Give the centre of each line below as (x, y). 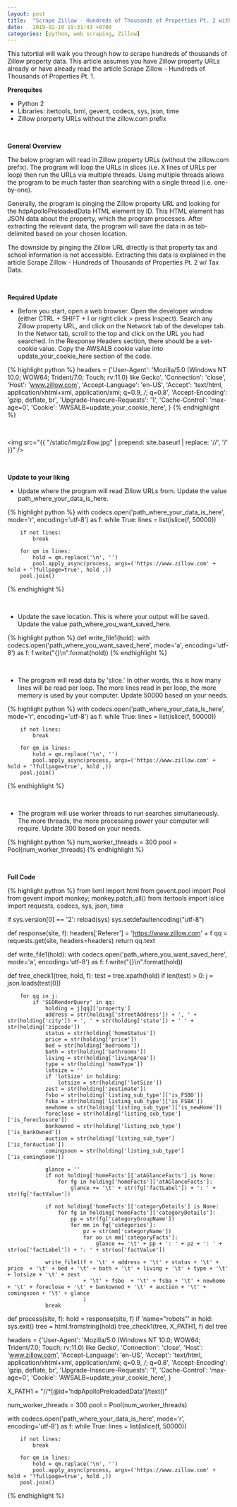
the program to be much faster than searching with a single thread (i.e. (110, 183)
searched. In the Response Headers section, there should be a (108, 341)
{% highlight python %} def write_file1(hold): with (79, 638)
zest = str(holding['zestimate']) (96, 1089)
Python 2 (31, 104)
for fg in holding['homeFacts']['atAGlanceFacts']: (135, 1182)
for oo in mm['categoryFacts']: (130, 1238)
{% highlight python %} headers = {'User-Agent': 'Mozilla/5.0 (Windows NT (117, 370)
